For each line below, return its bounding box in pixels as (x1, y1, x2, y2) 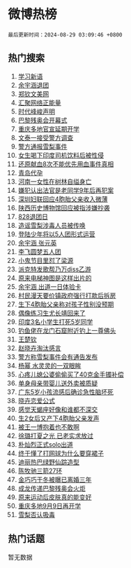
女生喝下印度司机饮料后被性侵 (17, 151, 104, 159)
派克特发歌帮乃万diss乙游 (17, 264, 91, 273)
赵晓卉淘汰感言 (17, 344, 61, 352)
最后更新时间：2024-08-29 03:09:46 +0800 (8, 31, 123, 39)
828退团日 (17, 212, 48, 221)
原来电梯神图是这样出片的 (17, 273, 92, 282)
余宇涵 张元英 (17, 238, 57, 247)
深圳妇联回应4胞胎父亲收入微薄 (17, 194, 108, 203)
